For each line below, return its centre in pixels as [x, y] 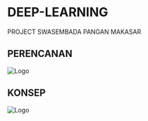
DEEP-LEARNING [58, 12]
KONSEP [26, 93]
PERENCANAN [40, 54]
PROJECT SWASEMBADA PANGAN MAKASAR [74, 32]
